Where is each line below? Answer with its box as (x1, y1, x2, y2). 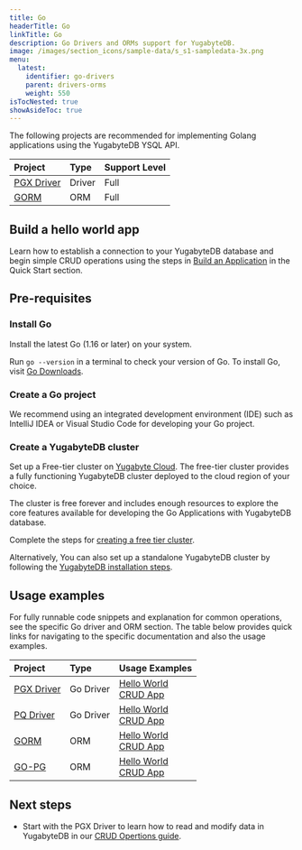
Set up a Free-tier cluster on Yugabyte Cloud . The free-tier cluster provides (9, 461, 289, 472)
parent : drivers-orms (25, 80, 106, 89)
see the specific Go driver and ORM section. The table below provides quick (9, 622, 293, 633)
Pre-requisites (9, 291, 92, 307)
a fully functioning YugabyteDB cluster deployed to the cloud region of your (9, 471, 290, 482)
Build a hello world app (9, 222, 140, 237)
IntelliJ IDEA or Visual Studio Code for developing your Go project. (9, 419, 255, 430)
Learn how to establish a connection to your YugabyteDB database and (9, 245, 274, 257)
